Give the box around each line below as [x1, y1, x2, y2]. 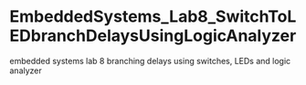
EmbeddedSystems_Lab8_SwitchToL [9, 6, 297, 27]
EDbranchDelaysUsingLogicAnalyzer [9, 25, 297, 46]
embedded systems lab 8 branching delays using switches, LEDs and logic [9, 55, 291, 66]
